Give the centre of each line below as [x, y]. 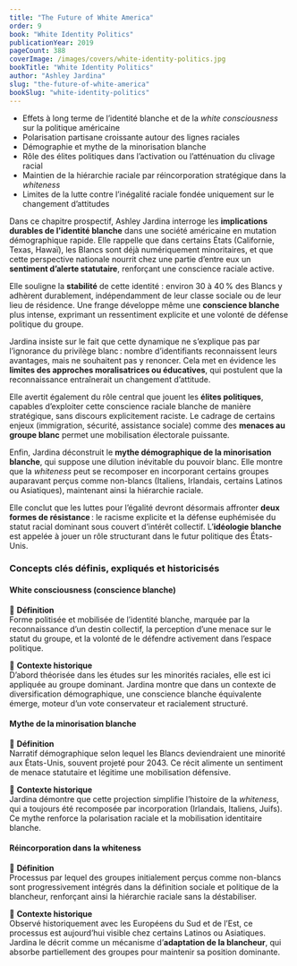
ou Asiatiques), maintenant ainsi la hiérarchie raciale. [106, 490]
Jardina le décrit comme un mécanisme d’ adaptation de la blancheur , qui [145, 943]
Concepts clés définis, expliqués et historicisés [115, 568]
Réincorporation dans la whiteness [75, 848]
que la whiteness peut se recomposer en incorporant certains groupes [139, 471]
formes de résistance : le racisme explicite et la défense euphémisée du [143, 517]
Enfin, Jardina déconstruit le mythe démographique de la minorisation [140, 452]
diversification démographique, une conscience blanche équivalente [136, 694]
